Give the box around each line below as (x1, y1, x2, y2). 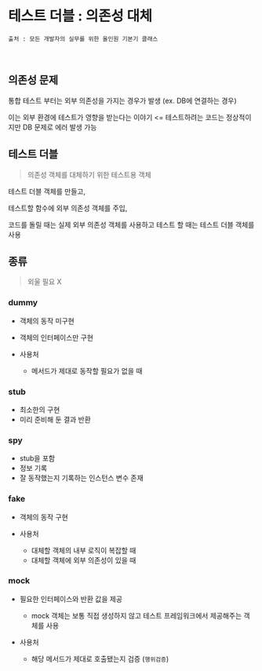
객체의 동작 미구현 (19, 315, 75, 326)
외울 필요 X (27, 277, 62, 286)
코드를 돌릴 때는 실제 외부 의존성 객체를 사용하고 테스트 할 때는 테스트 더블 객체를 (8, 220, 255, 229)
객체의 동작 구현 (19, 512, 68, 522)
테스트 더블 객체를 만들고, (8, 186, 86, 196)
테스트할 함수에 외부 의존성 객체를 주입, (8, 203, 128, 213)
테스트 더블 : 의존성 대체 (8, 7, 153, 25)
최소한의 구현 (19, 405, 60, 414)
